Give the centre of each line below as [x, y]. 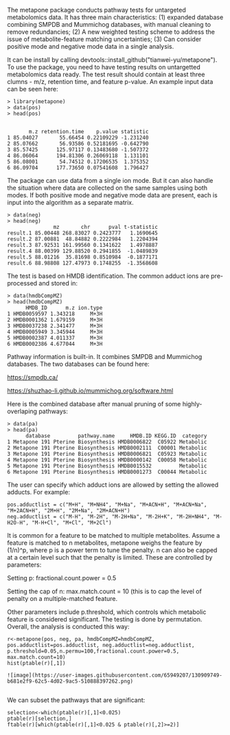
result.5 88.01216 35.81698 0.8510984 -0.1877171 [82, 257]
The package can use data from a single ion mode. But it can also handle [110, 180]
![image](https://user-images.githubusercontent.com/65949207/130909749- [115, 675]
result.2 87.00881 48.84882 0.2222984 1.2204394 [82, 239]
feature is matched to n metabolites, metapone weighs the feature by [105, 543]
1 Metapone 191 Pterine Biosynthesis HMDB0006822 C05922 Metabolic [107, 442]
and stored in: [58, 283]
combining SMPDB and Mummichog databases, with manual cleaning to [109, 24]
